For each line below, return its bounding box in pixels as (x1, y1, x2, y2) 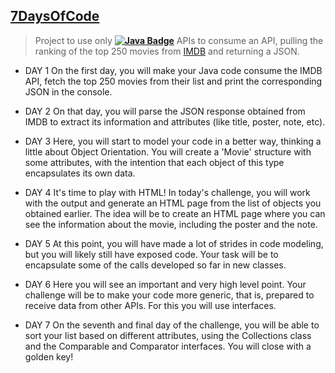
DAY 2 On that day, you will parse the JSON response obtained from (24, 105, 306, 117)
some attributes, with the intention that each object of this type (24, 156, 285, 168)
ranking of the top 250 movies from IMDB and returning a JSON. (34, 45, 300, 57)
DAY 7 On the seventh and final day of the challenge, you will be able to (24, 319, 320, 331)
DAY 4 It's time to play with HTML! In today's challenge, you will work (24, 186, 311, 198)
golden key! (24, 350, 74, 363)
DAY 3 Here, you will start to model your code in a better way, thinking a (24, 135, 322, 147)
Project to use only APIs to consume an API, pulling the (34, 34, 324, 46)
